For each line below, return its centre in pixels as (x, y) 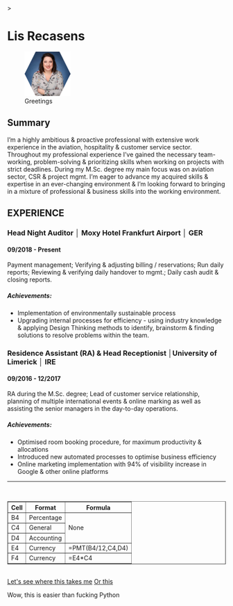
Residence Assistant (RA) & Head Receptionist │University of (112, 353)
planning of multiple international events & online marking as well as (104, 401)
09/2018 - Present (34, 249)
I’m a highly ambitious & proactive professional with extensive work (103, 140)
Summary (29, 123)
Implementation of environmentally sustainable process (96, 313)
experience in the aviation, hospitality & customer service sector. (100, 147)
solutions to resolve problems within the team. (83, 335)
